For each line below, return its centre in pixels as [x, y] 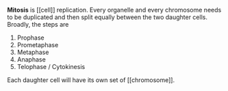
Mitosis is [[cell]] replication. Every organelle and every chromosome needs [114, 10]
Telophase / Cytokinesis [51, 67]
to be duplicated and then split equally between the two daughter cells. [107, 17]
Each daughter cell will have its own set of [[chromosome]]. [91, 80]
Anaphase [31, 60]
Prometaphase [38, 45]
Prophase [30, 38]
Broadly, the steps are [38, 24]
